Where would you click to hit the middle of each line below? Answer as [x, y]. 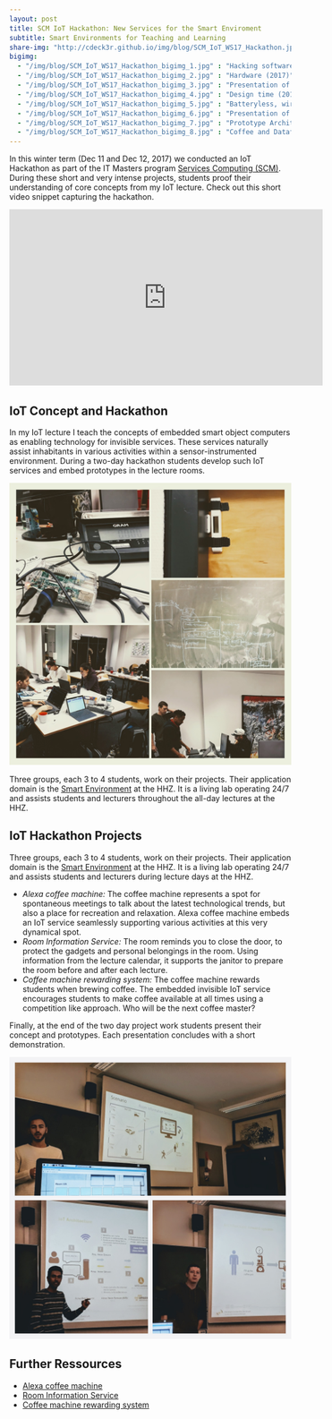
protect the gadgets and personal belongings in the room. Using [140, 951]
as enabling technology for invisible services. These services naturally [139, 441]
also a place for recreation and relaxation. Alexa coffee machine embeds [156, 912]
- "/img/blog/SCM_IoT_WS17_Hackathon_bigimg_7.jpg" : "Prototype [142, 123]
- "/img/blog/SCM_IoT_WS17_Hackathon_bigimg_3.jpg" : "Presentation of [154, 85]
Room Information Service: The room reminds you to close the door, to [152, 941]
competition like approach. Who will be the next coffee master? [139, 1008]
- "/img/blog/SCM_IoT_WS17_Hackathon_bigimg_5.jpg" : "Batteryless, [148, 104]
